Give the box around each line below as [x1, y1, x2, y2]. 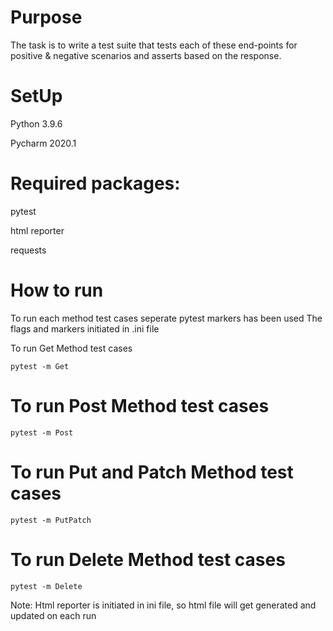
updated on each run [10, 609, 97, 621]
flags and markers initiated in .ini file [10, 322, 160, 335]
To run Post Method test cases [10, 394, 270, 417]
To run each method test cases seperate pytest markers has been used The [10, 312, 323, 324]
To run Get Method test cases [10, 342, 133, 354]
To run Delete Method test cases [10, 548, 286, 571]
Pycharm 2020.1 [10, 137, 77, 149]
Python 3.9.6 [10, 117, 63, 130]
